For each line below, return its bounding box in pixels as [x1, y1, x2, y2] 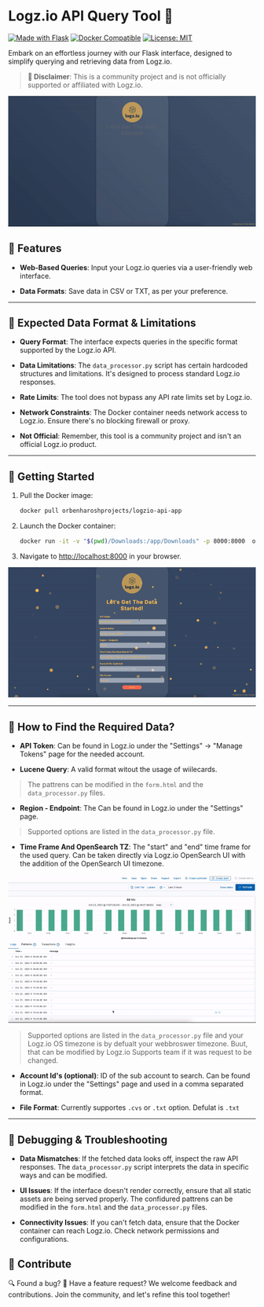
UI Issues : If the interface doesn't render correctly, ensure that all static [19, 1186, 251, 1195]
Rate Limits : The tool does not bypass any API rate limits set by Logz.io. [19, 393, 253, 402]
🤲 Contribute [8, 1257, 72, 1271]
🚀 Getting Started [8, 470, 95, 483]
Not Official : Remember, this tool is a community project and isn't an [19, 431, 242, 441]
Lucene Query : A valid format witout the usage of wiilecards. [19, 765, 218, 774]
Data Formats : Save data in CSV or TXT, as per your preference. [19, 286, 229, 295]
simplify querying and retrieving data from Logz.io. [8, 57, 173, 66]
